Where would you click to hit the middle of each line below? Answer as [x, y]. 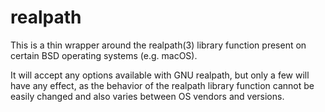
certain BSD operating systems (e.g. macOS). [104, 55]
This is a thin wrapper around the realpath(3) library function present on [158, 45]
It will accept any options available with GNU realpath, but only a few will [160, 75]
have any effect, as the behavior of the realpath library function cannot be [162, 85]
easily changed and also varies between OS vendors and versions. [147, 96]
